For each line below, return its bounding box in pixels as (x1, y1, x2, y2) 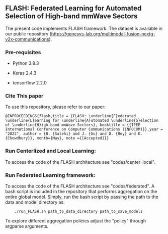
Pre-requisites (5, 49, 41, 56)
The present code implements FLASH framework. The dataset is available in (5, 25, 163, 31)
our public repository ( (5, 30, 52, 37)
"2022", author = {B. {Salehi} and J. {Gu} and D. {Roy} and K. (5, 131, 143, 136)
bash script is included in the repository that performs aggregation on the (5, 189, 157, 194)
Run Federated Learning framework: (5, 171, 96, 178)
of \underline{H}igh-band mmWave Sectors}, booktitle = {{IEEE (5, 122, 141, 128)
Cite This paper (5, 92, 44, 100)
